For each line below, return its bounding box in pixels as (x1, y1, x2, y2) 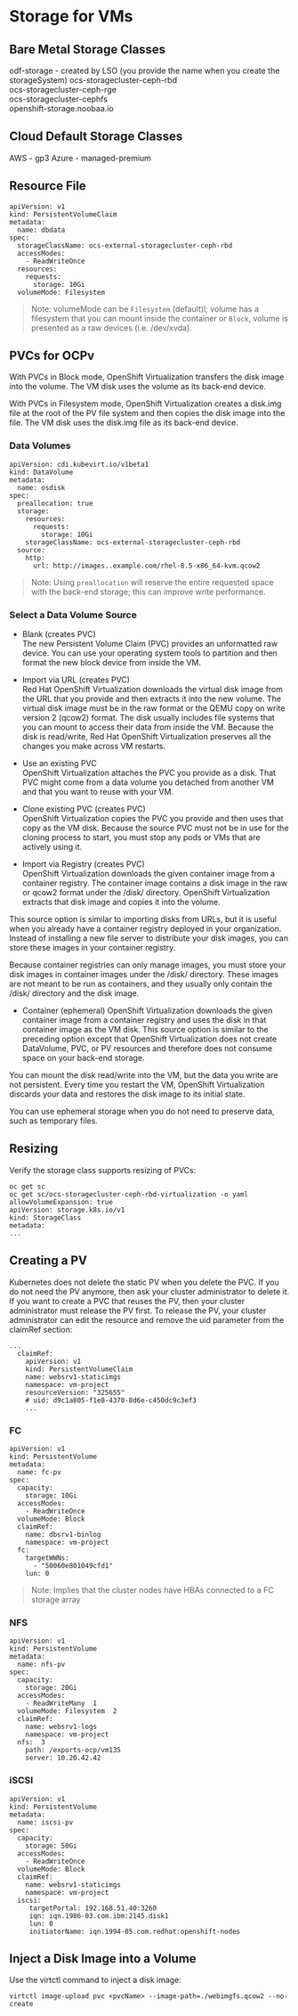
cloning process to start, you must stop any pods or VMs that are (21, 832, 261, 843)
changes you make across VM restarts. (21, 741, 166, 752)
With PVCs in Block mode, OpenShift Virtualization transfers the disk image (9, 371, 285, 382)
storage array (30, 1594, 81, 1604)
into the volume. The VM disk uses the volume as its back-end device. (9, 381, 267, 392)
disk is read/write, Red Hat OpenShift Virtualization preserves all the (21, 731, 271, 742)
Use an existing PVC (21, 758, 98, 769)
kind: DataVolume (9, 468, 74, 477)
